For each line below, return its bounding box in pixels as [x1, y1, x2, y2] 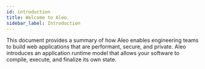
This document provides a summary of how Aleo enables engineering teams [6, 37, 199, 44]
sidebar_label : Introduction [6, 20, 81, 26]
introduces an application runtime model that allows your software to [6, 50, 180, 57]
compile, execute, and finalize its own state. [6, 56, 117, 64]
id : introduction [6, 8, 51, 15]
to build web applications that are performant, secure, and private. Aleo [6, 43, 187, 50]
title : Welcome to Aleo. [6, 15, 70, 21]
